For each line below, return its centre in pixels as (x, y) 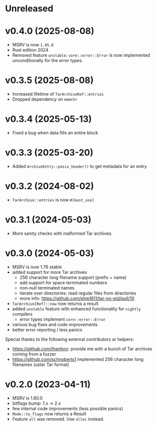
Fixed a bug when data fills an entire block (55, 133)
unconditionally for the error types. (47, 61)
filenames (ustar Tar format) (41, 364)
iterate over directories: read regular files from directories (78, 293)
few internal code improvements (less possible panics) (68, 408)
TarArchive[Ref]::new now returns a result (55, 303)
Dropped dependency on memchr (45, 99)
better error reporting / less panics (47, 329)
